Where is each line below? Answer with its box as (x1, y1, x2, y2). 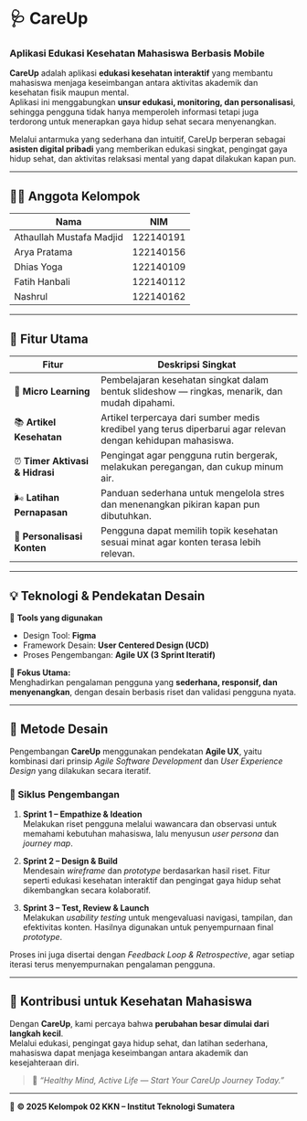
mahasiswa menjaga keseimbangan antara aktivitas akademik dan (9, 78, 259, 89)
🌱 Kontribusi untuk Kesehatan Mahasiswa (9, 994, 253, 1010)
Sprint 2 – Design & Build (22, 856, 119, 867)
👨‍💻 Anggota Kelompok (9, 188, 141, 204)
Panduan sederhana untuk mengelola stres (100, 487, 285, 500)
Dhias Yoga (14, 260, 63, 273)
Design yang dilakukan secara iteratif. (9, 765, 152, 776)
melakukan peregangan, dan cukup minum (100, 460, 284, 473)
